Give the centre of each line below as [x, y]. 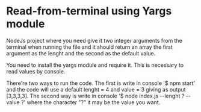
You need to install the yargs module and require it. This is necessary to [95, 65]
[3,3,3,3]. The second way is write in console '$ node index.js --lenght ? [95, 96]
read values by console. [36, 71]
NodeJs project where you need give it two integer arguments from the [94, 40]
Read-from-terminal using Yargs [89, 11]
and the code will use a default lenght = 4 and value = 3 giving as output [96, 89]
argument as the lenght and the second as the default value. [81, 53]
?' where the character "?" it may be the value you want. [91, 102]
